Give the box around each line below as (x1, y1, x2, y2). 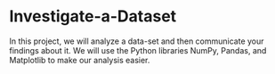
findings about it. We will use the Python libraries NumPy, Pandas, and (9, 45, 267, 55)
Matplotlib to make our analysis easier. (9, 54, 150, 65)
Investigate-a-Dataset (9, 6, 177, 27)
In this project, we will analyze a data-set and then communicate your (9, 36, 264, 46)
